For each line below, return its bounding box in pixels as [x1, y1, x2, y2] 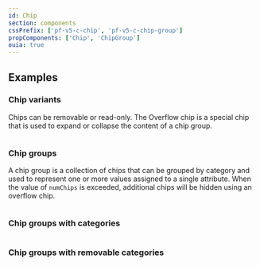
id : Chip [8, 11, 37, 20]
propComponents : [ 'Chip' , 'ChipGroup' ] [8, 33, 141, 42]
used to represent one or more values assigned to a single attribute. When [8, 174, 252, 183]
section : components [8, 19, 77, 27]
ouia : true [8, 41, 45, 49]
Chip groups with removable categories [8, 247, 165, 258]
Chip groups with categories [8, 218, 121, 229]
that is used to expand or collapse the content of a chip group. [8, 121, 213, 130]
